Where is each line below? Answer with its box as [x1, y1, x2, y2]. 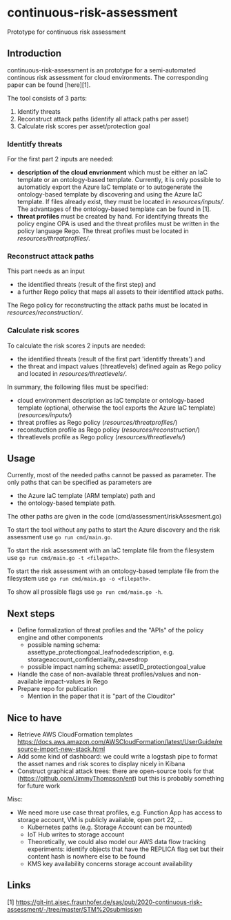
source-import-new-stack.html [17, 745, 106, 753]
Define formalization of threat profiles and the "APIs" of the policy [17, 626, 204, 634]
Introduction [7, 48, 62, 59]
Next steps [7, 608, 55, 619]
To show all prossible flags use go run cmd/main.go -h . [7, 588, 163, 596]
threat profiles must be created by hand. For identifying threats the [17, 212, 209, 221]
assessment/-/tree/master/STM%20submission [7, 905, 143, 913]
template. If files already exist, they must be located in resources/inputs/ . [17, 198, 225, 206]
